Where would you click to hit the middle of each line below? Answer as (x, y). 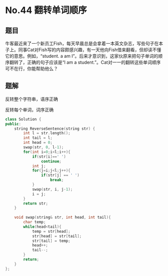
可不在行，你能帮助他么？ (32, 69)
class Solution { (23, 119)
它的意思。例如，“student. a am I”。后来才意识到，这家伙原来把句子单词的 (82, 56)
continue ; (51, 161)
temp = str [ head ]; (51, 231)
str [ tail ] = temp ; (51, 241)
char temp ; (35, 222)
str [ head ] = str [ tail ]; (57, 236)
